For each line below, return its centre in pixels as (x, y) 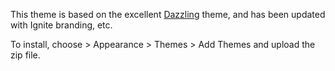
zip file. (25, 55)
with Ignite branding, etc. (61, 25)
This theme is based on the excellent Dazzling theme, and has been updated (168, 14)
